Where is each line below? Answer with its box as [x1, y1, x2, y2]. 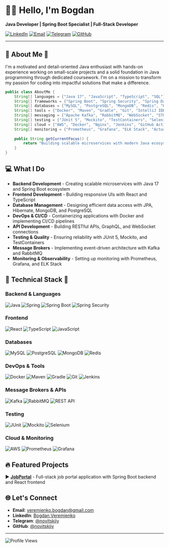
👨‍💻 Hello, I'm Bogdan [5, 5, 95, 16]
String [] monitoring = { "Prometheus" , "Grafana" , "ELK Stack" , [14, 127, 150, 132]
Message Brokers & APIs [5, 386, 66, 394]
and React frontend [5, 479, 45, 485]
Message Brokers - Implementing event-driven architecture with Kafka [12, 245, 160, 251]
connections [12, 228, 39, 234]
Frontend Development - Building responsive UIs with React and [12, 191, 147, 197]
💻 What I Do [5, 165, 45, 173]
